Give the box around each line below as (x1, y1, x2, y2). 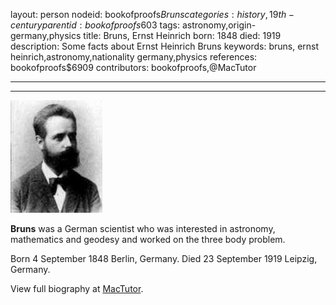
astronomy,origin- (181, 19, 257, 31)
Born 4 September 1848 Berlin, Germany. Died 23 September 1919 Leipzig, (10, 253, 318, 264)
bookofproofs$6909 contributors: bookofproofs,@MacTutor (10, 62, 257, 73)
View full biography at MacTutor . (10, 283, 144, 294)
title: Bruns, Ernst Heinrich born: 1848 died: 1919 (83, 30, 282, 41)
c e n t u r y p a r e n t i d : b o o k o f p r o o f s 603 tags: (10, 19, 181, 31)
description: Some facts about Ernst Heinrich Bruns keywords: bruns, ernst (10, 40, 320, 52)
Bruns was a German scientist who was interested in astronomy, (10, 223, 276, 234)
